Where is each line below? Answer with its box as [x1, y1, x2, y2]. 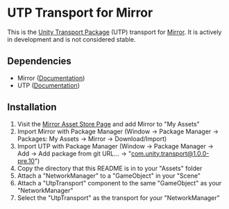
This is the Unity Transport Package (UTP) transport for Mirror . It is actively [7, 28, 222, 36]
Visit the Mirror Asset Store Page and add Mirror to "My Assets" [17, 119, 200, 128]
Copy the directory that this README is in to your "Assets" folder [17, 164, 203, 172]
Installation [7, 101, 57, 113]
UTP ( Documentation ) [17, 81, 80, 90]
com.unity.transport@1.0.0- [130, 149, 210, 158]
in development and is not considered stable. [7, 35, 136, 43]
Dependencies [7, 56, 71, 67]
